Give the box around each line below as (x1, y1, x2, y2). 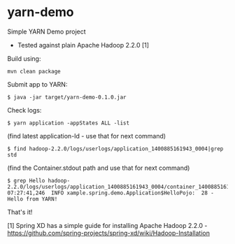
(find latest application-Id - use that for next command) (7, 131, 166, 140)
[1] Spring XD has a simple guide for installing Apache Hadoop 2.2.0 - (7, 221, 208, 229)
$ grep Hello (7, 177, 45, 184)
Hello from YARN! (7, 195, 58, 203)
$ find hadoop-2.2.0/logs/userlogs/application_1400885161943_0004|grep (7, 145, 224, 152)
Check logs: (7, 106, 42, 114)
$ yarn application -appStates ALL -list (7, 120, 130, 127)
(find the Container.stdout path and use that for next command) (7, 164, 190, 172)
